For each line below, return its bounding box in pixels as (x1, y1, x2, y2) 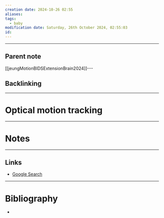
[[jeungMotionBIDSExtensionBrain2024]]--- (5, 65, 93, 71)
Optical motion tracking (5, 104, 103, 116)
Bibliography (5, 193, 58, 204)
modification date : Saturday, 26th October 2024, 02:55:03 (5, 25, 128, 30)
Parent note (5, 52, 41, 61)
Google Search (12, 171, 42, 177)
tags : (5, 16, 16, 21)
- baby (9, 20, 23, 26)
